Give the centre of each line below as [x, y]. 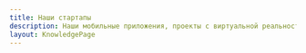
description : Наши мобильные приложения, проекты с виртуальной [134, 26]
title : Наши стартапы [51, 18]
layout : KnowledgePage [52, 34]
